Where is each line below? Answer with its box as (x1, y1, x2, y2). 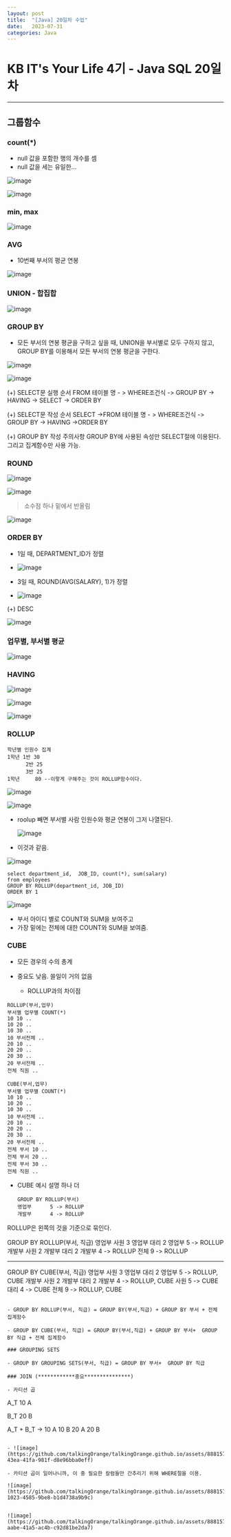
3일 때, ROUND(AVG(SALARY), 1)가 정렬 (16, 577, 129, 586)
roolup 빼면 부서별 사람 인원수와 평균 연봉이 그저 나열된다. (16, 815, 173, 824)
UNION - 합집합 (7, 289, 57, 298)
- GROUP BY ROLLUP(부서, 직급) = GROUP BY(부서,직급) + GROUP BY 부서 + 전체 (7, 1306, 218, 1313)
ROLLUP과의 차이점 (27, 986, 81, 995)
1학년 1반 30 (7, 753, 40, 760)
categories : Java (7, 29, 57, 37)
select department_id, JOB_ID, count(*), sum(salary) (7, 870, 168, 877)
